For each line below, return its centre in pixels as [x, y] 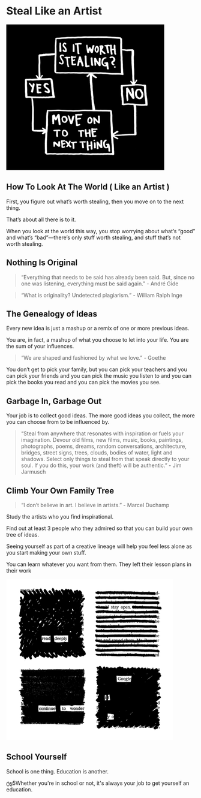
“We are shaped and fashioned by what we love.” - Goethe [93, 358]
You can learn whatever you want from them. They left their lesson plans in [99, 564]
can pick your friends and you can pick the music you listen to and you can [99, 376]
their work [19, 570]
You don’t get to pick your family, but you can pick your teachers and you [97, 369]
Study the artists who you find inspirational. [60, 517]
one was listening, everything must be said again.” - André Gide [100, 284]
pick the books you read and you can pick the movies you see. [83, 383]
